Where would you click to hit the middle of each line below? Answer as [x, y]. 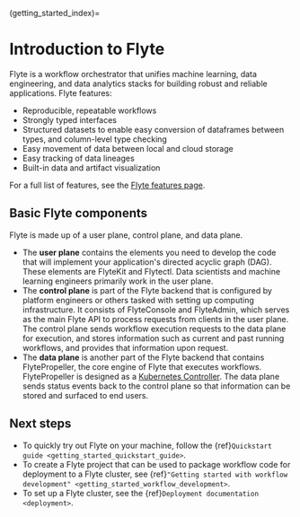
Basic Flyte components [79, 213]
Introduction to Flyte [87, 49]
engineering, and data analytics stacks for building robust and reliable [138, 83]
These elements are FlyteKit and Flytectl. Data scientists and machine [151, 271]
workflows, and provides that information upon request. [125, 347]
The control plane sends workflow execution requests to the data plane [154, 329]
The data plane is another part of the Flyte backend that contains [143, 357]
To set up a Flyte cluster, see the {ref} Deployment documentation [140, 493]
